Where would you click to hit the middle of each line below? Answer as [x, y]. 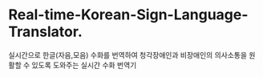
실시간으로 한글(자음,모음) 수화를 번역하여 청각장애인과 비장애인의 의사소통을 [127, 55]
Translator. [45, 32]
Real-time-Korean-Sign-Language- [128, 15]
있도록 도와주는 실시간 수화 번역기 [84, 65]
